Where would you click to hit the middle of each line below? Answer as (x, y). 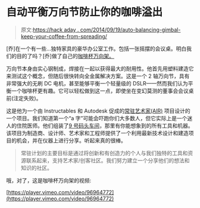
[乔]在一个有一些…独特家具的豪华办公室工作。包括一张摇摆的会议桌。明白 (96, 49)
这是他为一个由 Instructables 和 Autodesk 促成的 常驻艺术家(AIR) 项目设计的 (98, 111)
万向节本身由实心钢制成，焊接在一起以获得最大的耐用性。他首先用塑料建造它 (100, 68)
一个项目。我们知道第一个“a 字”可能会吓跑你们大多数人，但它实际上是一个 (97, 118)
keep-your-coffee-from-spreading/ (64, 36)
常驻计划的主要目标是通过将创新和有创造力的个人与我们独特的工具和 (104, 153)
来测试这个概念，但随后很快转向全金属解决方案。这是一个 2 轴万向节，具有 (98, 76)
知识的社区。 (36, 168)
